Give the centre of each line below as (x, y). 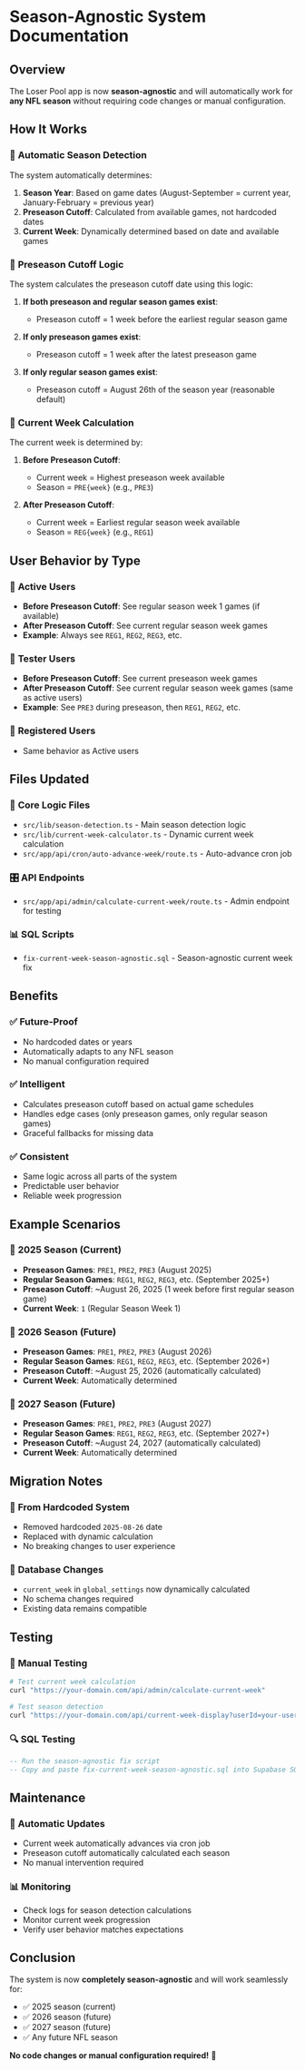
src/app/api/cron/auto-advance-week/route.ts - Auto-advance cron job (157, 854)
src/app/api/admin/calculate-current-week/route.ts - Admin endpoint (156, 901)
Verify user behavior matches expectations (103, 1929)
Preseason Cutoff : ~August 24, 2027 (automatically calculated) (142, 1443)
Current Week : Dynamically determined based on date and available (151, 231)
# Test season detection (56, 1707)
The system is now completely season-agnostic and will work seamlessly (149, 1979)
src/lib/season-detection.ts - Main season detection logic (134, 825)
